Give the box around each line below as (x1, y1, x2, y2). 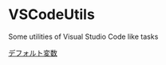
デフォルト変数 (8, 48, 57, 57)
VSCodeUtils (8, 6, 96, 24)
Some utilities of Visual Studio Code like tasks (8, 32, 159, 41)
